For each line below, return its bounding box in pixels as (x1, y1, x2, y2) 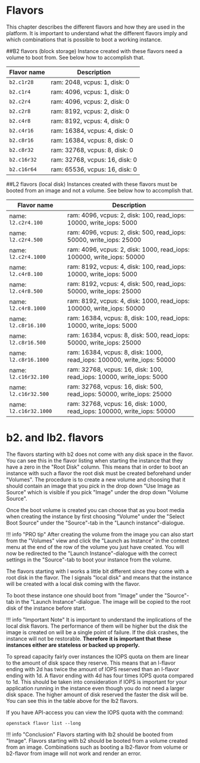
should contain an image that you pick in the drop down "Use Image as (6, 482, 180, 489)
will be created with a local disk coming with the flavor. (6, 580, 141, 587)
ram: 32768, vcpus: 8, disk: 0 (51, 145, 134, 154)
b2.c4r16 (9, 127, 34, 134)
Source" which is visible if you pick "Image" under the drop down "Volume (6, 488, 189, 495)
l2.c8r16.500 (9, 339, 46, 346)
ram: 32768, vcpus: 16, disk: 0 (51, 156, 137, 164)
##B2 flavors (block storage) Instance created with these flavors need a (6, 47, 183, 54)
